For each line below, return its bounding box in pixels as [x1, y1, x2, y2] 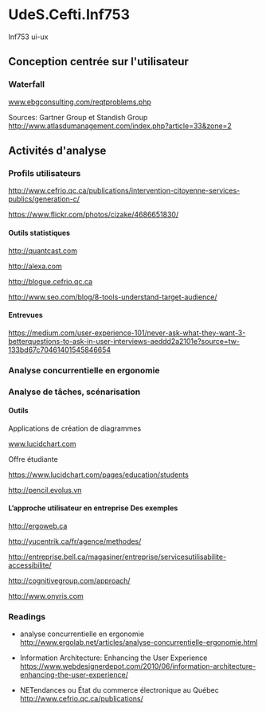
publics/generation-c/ [8, 194, 80, 204]
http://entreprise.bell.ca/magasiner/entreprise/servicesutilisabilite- [8, 552, 227, 561]
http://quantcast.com [8, 245, 78, 256]
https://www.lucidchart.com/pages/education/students [8, 470, 189, 479]
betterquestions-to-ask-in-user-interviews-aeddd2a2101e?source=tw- [8, 336, 241, 346]
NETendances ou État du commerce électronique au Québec [19, 686, 219, 695]
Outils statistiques [8, 228, 70, 237]
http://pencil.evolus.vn [8, 485, 82, 494]
